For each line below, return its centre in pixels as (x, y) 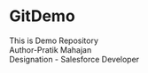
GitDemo (42, 16)
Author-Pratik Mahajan (51, 49)
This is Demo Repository (54, 40)
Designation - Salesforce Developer (74, 59)
